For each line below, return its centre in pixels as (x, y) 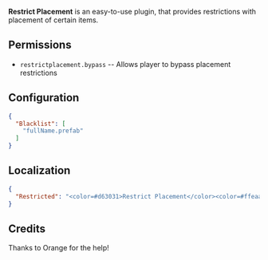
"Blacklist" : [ (41, 124)
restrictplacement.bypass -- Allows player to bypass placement (125, 64)
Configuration (44, 98)
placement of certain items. (53, 20)
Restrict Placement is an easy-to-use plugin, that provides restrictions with (132, 12)
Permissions (40, 45)
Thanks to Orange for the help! (59, 248)
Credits (27, 228)
